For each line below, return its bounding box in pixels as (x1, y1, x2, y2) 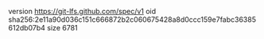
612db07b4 (8, 23, 46, 32)
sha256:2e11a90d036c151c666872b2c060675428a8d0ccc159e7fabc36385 (8, 15, 257, 24)
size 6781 (47, 23, 78, 32)
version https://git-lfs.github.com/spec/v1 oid (8, 7, 157, 16)
